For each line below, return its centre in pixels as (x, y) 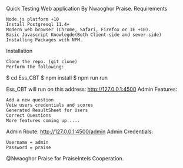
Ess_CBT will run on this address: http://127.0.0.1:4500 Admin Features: (92, 89)
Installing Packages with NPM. (44, 40)
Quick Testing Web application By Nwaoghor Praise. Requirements (87, 9)
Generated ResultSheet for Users (47, 110)
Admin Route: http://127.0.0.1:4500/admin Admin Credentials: (80, 131)
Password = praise (29, 147)
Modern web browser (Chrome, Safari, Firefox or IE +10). (79, 29)
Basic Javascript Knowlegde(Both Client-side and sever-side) (84, 35)
